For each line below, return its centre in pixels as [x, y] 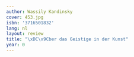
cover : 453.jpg [25, 17]
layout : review [25, 34]
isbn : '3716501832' [30, 23]
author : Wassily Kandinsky [39, 12]
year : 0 [16, 45]
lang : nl [17, 28]
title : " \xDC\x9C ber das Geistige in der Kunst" [67, 39]
